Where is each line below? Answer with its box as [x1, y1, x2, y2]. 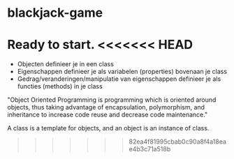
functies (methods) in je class [17, 82, 103, 91]
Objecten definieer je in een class [17, 60, 114, 68]
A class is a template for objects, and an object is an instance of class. [7, 124, 210, 132]
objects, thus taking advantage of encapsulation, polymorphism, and [7, 103, 205, 112]
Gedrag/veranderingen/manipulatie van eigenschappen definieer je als [17, 75, 221, 83]
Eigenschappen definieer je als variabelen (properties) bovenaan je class [17, 68, 228, 76]
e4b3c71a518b [129, 145, 171, 153]
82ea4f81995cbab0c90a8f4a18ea [129, 137, 227, 146]
